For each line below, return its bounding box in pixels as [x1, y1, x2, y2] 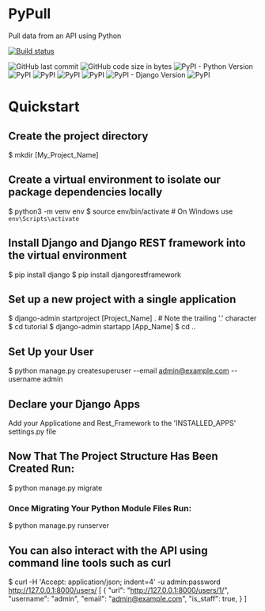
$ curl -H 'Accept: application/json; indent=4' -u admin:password [8, 577, 221, 586]
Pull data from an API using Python [8, 31, 122, 40]
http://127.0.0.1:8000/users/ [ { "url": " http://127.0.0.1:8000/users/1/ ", [8, 585, 229, 594]
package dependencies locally [8, 185, 163, 199]
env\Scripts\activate [8, 214, 80, 222]
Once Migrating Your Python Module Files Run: [8, 503, 192, 514]
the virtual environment [8, 249, 127, 262]
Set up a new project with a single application [8, 292, 237, 305]
